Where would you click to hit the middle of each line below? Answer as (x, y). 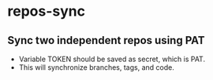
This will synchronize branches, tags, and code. (96, 67)
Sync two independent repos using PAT (106, 40)
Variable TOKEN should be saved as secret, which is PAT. (112, 59)
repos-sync (47, 11)
